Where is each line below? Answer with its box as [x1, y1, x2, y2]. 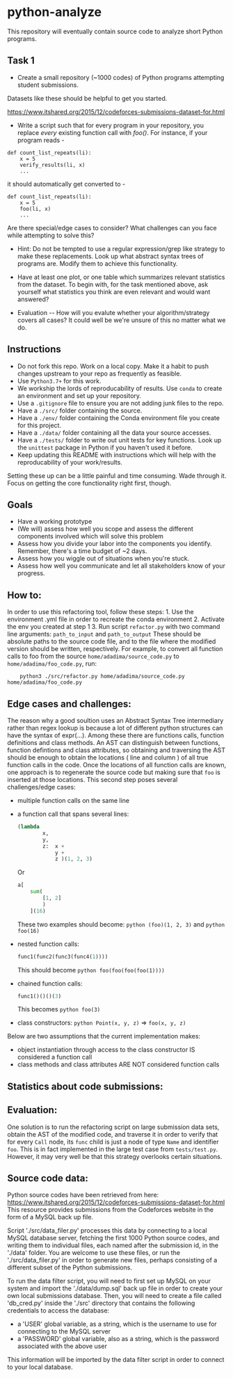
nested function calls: [17, 940, 80, 948]
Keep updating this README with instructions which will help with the [17, 450, 216, 459]
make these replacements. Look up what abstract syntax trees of [17, 252, 204, 260]
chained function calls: [17, 979, 83, 988]
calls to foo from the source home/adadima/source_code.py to [7, 652, 179, 661]
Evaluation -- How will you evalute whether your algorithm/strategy [17, 308, 210, 317]
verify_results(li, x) [19, 161, 86, 168]
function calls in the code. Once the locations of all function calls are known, [7, 761, 227, 769]
